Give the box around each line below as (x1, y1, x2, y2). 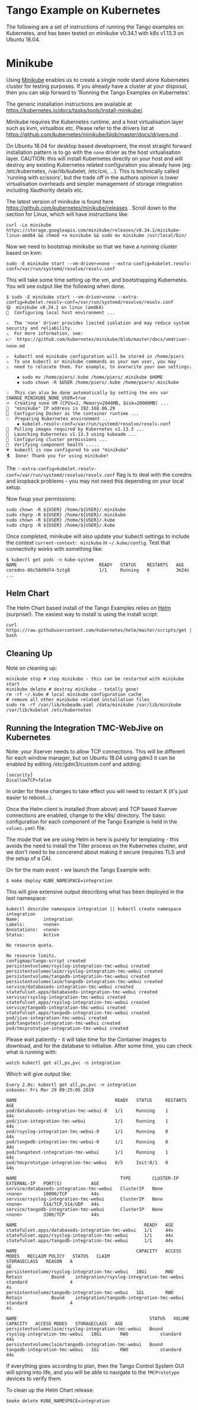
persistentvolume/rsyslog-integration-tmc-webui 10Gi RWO (6, 1269, 174, 1275)
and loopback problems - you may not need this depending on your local (6, 477, 184, 484)
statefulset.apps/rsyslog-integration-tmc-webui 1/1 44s (6, 1232, 174, 1238)
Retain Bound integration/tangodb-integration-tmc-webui (6, 1295, 184, 1301)
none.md (6, 343, 25, 349)
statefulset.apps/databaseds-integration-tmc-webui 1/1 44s (6, 1227, 174, 1234)
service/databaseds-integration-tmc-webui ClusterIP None (6, 1186, 163, 1192)
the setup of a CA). (6, 855, 52, 862)
